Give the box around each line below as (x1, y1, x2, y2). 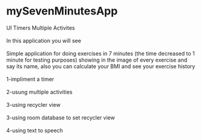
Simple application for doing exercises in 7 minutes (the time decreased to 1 (6, 49, 195, 57)
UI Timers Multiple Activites (6, 24, 76, 31)
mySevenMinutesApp (6, 4, 118, 18)
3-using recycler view (6, 101, 61, 108)
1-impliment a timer (6, 75, 54, 83)
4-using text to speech (6, 127, 64, 134)
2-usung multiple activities (6, 88, 73, 95)
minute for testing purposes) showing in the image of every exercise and (6, 56, 188, 63)
